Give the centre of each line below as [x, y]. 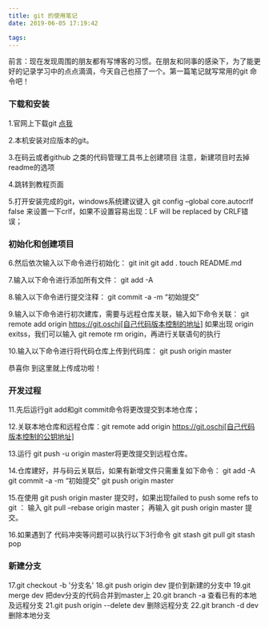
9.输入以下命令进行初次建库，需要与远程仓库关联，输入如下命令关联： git [129, 314]
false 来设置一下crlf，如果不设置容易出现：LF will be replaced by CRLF [125, 211]
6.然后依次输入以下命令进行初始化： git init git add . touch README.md [125, 263]
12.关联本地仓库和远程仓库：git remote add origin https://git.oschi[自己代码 [132, 427]
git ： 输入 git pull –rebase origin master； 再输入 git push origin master [126, 508]
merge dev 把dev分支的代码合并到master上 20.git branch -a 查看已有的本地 [133, 595]
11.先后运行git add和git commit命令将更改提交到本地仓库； [104, 410]
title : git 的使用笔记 [43, 16]
